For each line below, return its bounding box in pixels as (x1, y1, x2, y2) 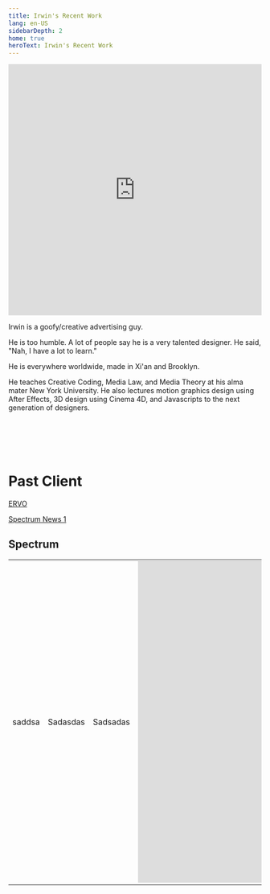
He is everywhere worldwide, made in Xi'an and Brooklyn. (8, 362, 200, 371)
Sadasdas (47, 716, 86, 728)
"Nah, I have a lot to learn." (8, 347, 98, 356)
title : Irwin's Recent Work (8, 11, 103, 20)
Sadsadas (92, 716, 130, 728)
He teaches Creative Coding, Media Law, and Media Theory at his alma (8, 377, 243, 387)
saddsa (12, 716, 40, 728)
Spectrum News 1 (8, 515, 67, 524)
